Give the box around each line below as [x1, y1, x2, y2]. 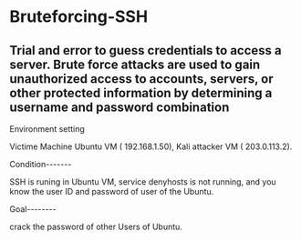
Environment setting [9, 124, 85, 134]
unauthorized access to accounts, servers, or [9, 71, 274, 86]
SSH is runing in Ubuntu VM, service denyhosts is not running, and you [9, 176, 276, 187]
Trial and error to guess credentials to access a [9, 43, 283, 58]
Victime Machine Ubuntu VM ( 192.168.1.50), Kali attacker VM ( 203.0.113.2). [9, 141, 293, 152]
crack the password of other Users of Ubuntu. [9, 221, 182, 232]
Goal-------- [9, 204, 57, 215]
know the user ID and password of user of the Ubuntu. [9, 186, 214, 196]
